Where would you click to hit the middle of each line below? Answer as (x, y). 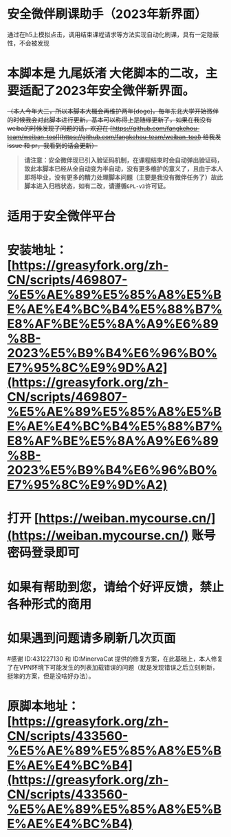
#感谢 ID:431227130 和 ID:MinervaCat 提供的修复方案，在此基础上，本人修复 (115, 659)
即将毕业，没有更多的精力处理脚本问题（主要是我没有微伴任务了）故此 (123, 177)
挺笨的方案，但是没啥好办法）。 (51, 676)
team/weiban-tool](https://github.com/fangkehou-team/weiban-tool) (104, 137)
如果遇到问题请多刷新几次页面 (92, 638)
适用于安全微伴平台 (62, 216)
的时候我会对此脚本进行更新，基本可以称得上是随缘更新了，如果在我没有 (109, 119)
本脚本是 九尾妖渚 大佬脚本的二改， (107, 74)
